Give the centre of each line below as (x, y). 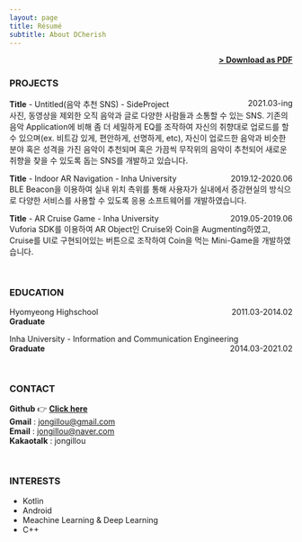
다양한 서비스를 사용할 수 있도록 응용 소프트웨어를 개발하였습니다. (133, 200)
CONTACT (32, 388)
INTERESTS (35, 481)
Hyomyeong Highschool (54, 312)
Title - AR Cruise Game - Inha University (84, 218)
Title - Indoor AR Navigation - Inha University (93, 178)
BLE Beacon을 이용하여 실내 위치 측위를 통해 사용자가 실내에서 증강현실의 (138, 189)
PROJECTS (34, 84)
